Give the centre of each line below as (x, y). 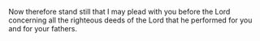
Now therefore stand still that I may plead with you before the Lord (119, 12)
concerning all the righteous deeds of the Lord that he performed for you (130, 20)
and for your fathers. (43, 29)
